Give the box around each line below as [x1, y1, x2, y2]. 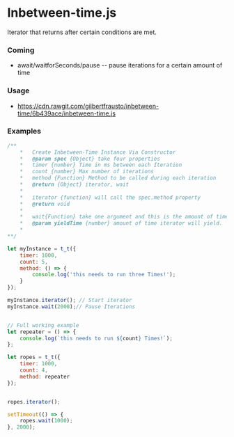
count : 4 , [19, 367, 49, 374]
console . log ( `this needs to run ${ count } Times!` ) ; [19, 335, 173, 342]
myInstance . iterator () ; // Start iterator [7, 297, 132, 304]
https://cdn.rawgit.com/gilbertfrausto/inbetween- [17, 102, 159, 110]
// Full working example [7, 321, 79, 328]
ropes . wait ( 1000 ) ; [19, 418, 73, 424]
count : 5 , [19, 258, 49, 265]
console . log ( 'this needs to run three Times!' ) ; [32, 271, 176, 278]
